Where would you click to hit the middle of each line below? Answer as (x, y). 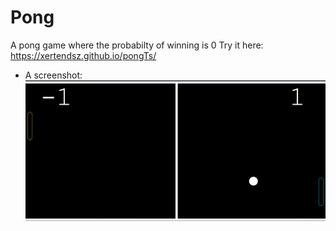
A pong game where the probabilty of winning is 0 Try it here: (137, 45)
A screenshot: (53, 75)
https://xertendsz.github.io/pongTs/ (83, 55)
